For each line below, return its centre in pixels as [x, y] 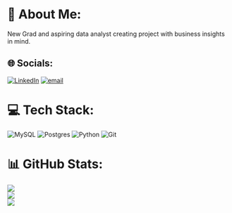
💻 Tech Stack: [51, 110]
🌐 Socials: [30, 64]
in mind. [19, 41]
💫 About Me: [44, 14]
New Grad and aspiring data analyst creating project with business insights [116, 34]
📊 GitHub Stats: [55, 164]
